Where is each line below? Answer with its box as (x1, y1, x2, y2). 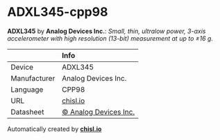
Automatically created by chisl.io (7, 125, 102, 133)
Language (10, 84, 44, 94)
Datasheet (10, 107, 44, 117)
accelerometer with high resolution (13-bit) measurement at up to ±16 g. (7, 34, 214, 42)
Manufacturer (10, 73, 56, 83)
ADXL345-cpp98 (7, 4, 108, 20)
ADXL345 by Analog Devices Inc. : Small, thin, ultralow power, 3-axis (7, 27, 206, 35)
